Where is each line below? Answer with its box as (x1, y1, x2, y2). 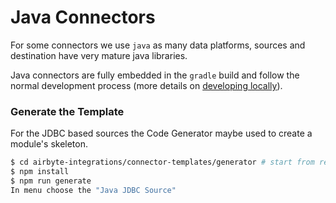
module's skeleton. (10, 138, 88, 150)
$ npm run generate (10, 176, 92, 186)
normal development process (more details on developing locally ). (10, 79, 283, 91)
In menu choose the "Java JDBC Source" (10, 185, 177, 195)
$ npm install (10, 167, 70, 177)
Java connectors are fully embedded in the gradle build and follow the (10, 69, 300, 81)
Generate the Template (10, 104, 125, 118)
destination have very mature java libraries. (10, 49, 188, 61)
